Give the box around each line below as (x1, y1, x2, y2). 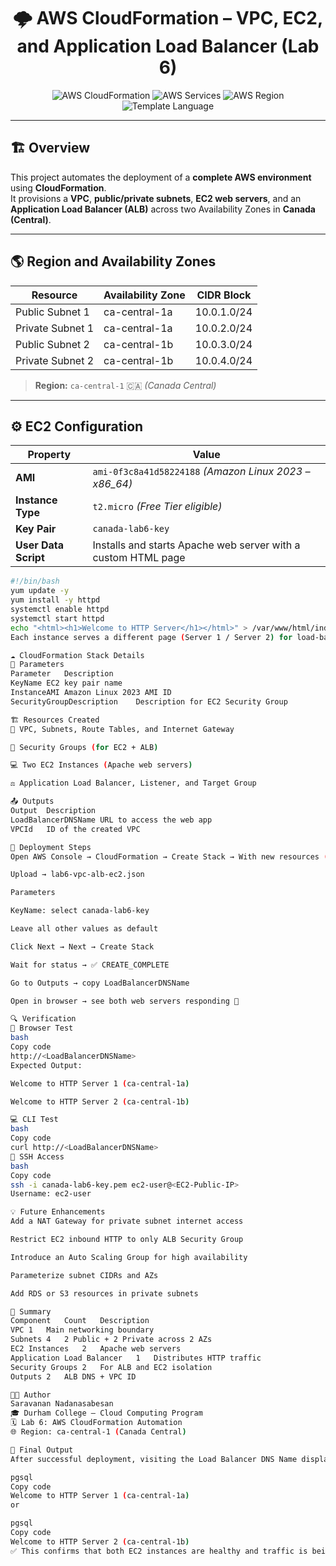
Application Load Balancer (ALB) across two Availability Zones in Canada (10, 203, 316, 215)
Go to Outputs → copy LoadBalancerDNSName (10, 978, 190, 988)
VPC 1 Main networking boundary (10, 1325, 155, 1335)
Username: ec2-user (10, 1189, 92, 1199)
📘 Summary (10, 1306, 52, 1317)
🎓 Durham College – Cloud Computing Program (10, 1408, 203, 1419)
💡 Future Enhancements (10, 1207, 106, 1217)
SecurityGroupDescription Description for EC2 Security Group (10, 696, 288, 707)
